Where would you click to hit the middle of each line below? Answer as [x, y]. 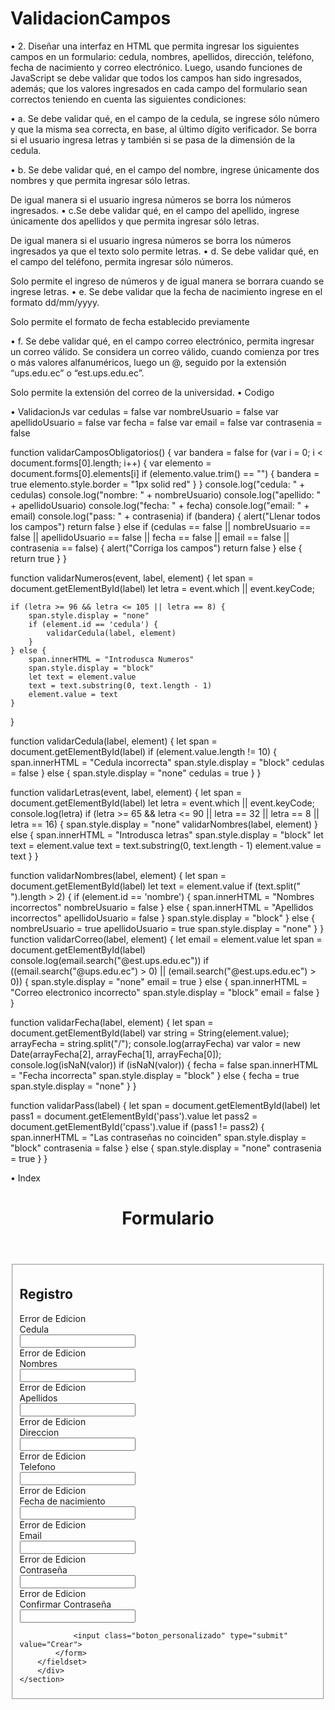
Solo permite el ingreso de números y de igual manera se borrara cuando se [167, 281]
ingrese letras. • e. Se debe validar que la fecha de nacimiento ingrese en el [166, 291]
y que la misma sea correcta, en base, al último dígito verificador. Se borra [164, 129]
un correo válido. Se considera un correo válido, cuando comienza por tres [165, 351]
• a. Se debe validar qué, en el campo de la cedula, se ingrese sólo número [165, 118]
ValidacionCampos [91, 18]
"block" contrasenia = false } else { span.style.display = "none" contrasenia [166, 1148]
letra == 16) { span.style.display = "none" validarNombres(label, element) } [164, 824]
